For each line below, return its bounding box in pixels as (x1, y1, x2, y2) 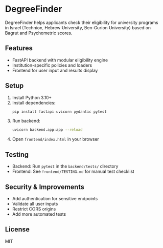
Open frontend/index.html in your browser (12, 136, 99, 142)
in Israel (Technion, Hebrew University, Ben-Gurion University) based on (5, 24, 151, 30)
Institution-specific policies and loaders (12, 62, 92, 68)
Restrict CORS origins (12, 206, 56, 212)
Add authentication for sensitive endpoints (12, 195, 98, 201)
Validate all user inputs (12, 201, 58, 207)
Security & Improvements (5, 183, 85, 191)
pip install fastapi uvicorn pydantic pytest (12, 109, 107, 114)
